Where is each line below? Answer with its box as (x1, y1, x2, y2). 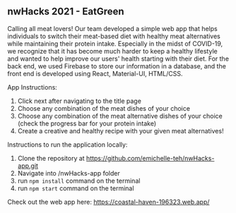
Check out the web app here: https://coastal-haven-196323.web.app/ (7, 197, 210, 206)
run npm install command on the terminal (17, 176, 141, 185)
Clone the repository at (17, 154, 85, 162)
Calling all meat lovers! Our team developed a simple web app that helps (7, 24, 218, 32)
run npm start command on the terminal (17, 183, 134, 193)
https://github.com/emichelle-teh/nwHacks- (85, 154, 215, 162)
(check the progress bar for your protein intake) (17, 119, 157, 128)
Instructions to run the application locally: (7, 140, 128, 149)
